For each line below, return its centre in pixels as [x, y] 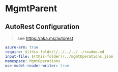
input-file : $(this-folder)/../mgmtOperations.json [59, 56]
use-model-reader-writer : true [37, 66]
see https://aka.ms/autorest [45, 38]
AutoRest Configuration [42, 27]
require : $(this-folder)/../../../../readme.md [55, 52]
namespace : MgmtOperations [33, 61]
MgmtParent [31, 9]
